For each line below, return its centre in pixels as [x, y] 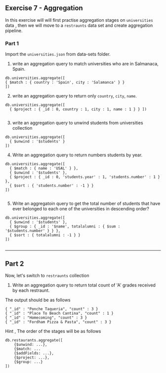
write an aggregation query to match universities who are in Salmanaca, [85, 64]
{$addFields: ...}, [34, 353]
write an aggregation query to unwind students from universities [78, 123]
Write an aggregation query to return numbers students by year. [77, 155]
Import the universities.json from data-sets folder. [58, 54]
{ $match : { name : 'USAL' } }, [44, 168]
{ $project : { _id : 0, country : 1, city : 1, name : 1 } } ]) [78, 109]
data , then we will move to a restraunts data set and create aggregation [79, 25]
